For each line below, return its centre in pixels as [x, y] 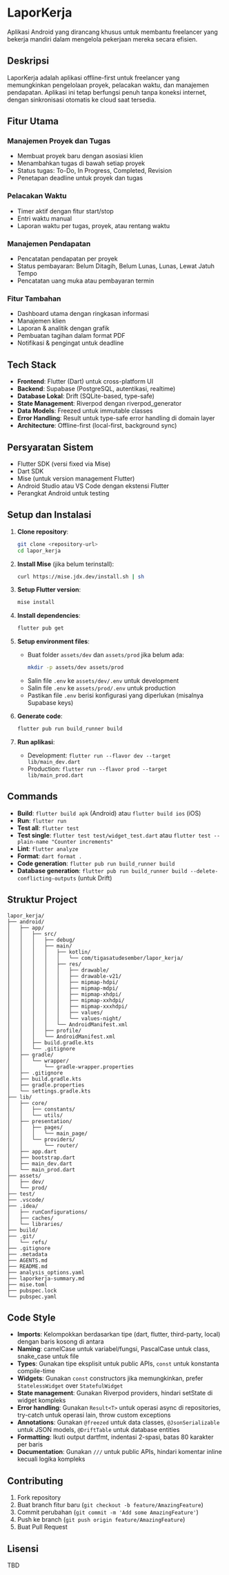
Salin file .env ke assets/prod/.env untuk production [101, 688]
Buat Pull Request [42, 1527]
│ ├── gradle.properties [46, 1085]
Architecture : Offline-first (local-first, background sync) [97, 426]
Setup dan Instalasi [49, 515]
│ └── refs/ [28, 1242]
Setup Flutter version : [49, 590]
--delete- [204, 871]
